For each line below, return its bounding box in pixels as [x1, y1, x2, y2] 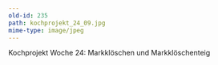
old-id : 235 [8, 11, 48, 20]
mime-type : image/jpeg [8, 26, 84, 34]
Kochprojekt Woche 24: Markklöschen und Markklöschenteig [8, 48, 211, 58]
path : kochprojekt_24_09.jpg [8, 19, 106, 27]
